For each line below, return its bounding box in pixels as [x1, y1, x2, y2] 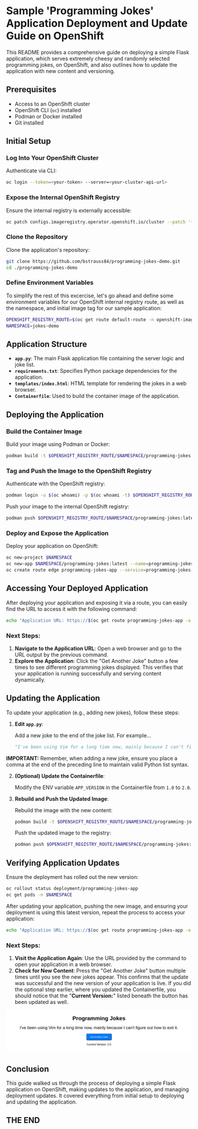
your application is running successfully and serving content [14, 669, 162, 677]
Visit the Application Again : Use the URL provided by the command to [14, 954, 187, 962]
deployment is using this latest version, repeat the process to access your [6, 908, 186, 915]
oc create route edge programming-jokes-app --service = [6, 567, 146, 573]
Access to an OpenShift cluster [14, 100, 90, 107]
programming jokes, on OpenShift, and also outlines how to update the [6, 61, 178, 68]
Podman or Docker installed [14, 113, 82, 120]
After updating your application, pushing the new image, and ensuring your [6, 902, 189, 910]
